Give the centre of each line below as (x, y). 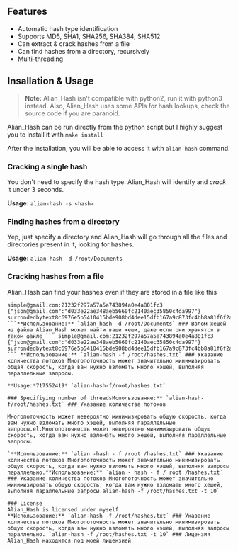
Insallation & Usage (51, 81)
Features (27, 12)
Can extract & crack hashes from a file (73, 44)
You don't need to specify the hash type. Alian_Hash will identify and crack (117, 182)
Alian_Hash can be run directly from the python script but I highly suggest (115, 127)
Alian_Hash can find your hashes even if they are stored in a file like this (112, 292)
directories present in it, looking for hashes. (71, 244)
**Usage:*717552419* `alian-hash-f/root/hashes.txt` (87, 385)
